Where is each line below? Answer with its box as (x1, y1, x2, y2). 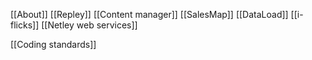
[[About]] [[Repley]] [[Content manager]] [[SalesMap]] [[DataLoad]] (10, 9, 289, 20)
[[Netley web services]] (41, 19, 138, 31)
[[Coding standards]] (10, 39, 97, 50)
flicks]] (10, 19, 40, 31)
